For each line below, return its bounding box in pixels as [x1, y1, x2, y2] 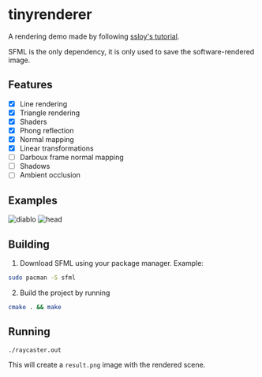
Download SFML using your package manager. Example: [19, 258, 204, 267]
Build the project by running [19, 288, 110, 297]
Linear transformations [19, 144, 94, 153]
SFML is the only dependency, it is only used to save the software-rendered [8, 47, 255, 56]
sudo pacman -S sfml [8, 274, 77, 282]
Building [8, 237, 50, 251]
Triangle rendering [19, 108, 80, 118]
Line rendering [19, 99, 68, 108]
